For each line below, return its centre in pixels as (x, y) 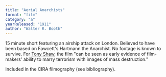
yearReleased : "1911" (28, 24)
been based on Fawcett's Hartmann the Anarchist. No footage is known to (83, 49)
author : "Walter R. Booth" (34, 29)
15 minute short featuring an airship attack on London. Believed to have (80, 43)
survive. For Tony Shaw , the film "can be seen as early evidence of (76, 54)
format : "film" (21, 15)
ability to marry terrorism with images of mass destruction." (86, 59)
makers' (14, 59)
